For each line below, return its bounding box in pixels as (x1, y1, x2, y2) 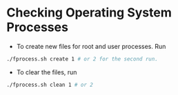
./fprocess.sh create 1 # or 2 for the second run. (6, 55, 158, 63)
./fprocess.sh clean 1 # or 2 (6, 81, 94, 88)
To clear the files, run (16, 67, 77, 76)
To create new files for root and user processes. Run (16, 42, 166, 50)
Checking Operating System (6, 5, 172, 21)
